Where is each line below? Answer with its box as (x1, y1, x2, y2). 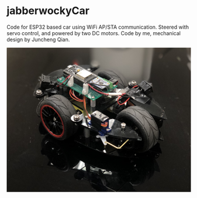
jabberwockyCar (6, 4, 90, 18)
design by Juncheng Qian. (6, 36, 70, 43)
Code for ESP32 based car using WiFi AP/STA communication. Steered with (6, 23, 189, 30)
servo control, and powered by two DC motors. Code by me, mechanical (6, 29, 181, 36)
